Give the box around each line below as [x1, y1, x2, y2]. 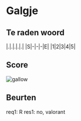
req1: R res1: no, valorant [6, 108, 66, 115]
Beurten [6, 93, 36, 103]
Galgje [6, 4, 39, 18]
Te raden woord [6, 28, 65, 38]
